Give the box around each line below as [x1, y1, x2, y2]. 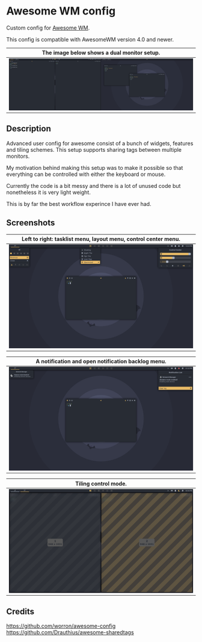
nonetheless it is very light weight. [6, 189, 91, 196]
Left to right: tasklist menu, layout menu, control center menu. [22, 235, 180, 243]
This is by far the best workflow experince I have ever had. [6, 200, 151, 207]
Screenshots [6, 218, 55, 228]
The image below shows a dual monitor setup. [41, 49, 161, 57]
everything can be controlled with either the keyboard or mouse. [6, 170, 166, 178]
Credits [6, 606, 35, 617]
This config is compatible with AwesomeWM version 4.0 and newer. [6, 36, 174, 43]
